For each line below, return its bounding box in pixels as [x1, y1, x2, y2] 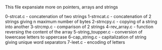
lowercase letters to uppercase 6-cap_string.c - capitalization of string [5, 34, 147, 40]
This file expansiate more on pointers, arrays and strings [5, 4, 118, 10]
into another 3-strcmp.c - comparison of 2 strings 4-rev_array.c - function [5, 24, 154, 30]
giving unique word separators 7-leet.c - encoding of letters [5, 39, 126, 45]
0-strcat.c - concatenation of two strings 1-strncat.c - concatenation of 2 [5, 14, 152, 19]
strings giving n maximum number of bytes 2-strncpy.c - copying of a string [5, 19, 157, 24]
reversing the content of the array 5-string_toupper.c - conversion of [5, 29, 143, 34]
